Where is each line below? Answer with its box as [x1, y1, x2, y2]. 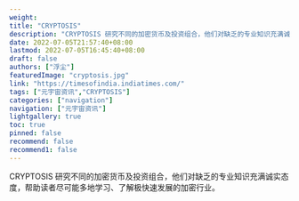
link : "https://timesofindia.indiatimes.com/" [9, 79, 185, 88]
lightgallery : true [9, 112, 82, 121]
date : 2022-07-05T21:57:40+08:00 [9, 37, 133, 47]
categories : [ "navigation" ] [9, 95, 114, 105]
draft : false [9, 54, 58, 63]
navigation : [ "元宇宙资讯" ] [9, 104, 107, 113]
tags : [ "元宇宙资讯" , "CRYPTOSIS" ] [9, 87, 131, 96]
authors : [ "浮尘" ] [9, 63, 75, 72]
